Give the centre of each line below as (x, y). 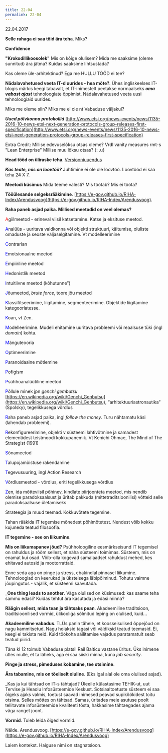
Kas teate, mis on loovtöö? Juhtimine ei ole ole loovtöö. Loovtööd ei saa (80, 169)
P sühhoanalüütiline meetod (33, 381)
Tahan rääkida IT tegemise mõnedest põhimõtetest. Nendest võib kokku (79, 522)
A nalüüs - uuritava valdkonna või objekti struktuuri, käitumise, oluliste (77, 229)
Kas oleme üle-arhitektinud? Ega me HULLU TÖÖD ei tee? (65, 73)
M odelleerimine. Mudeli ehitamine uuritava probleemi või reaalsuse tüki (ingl (84, 327)
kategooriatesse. (23, 308)
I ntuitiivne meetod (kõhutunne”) (38, 283)
